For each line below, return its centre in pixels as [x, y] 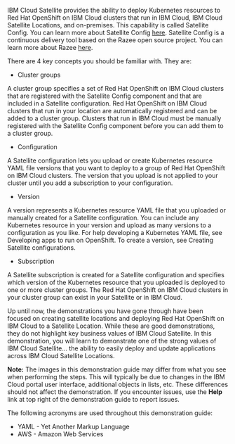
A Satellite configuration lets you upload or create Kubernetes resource [110, 160]
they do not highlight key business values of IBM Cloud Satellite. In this [109, 333]
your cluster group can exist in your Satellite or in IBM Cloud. [95, 297]
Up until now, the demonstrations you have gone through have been [105, 311]
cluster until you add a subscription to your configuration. [90, 183]
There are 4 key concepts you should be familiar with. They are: [100, 61]
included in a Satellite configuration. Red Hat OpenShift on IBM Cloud [107, 103]
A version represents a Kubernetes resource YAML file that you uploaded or [117, 210]
